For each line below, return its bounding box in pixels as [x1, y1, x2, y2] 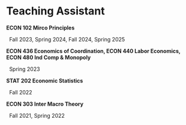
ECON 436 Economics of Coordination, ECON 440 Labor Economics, [6, 47, 181, 55]
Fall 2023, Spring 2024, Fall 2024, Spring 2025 [8, 35, 125, 43]
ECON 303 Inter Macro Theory [6, 100, 84, 108]
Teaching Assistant [6, 4, 105, 18]
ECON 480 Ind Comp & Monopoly [6, 53, 91, 61]
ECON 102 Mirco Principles [6, 24, 75, 31]
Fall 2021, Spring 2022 [8, 112, 65, 119]
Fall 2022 [8, 88, 32, 96]
